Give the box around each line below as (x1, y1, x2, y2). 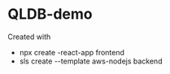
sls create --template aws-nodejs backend (19, 56, 163, 66)
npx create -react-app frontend (19, 47, 125, 57)
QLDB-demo (7, 5, 93, 24)
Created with (7, 32, 51, 41)
